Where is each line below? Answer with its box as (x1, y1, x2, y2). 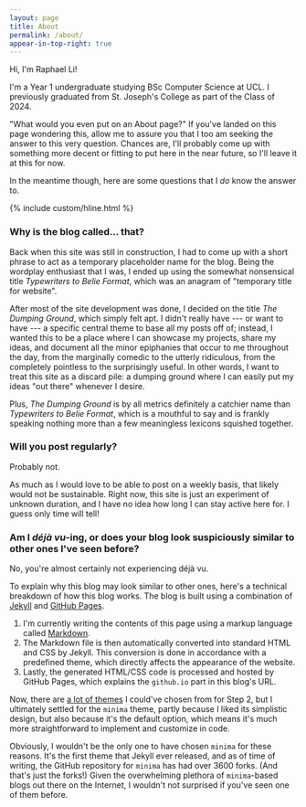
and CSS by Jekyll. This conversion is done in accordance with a (22, 647, 267, 658)
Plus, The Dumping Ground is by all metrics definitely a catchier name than (9, 398, 290, 409)
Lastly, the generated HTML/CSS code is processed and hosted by (22, 666, 275, 677)
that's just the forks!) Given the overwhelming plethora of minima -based (9, 770, 279, 781)
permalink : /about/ (9, 30, 84, 39)
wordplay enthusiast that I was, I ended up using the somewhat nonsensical (9, 266, 295, 277)
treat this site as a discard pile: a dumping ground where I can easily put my (9, 371, 294, 382)
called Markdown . (22, 628, 91, 639)
